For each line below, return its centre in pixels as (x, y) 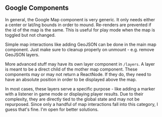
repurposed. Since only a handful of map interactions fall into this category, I (81, 104)
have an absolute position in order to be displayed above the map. (71, 79)
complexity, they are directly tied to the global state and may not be (72, 99)
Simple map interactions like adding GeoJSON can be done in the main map (81, 44)
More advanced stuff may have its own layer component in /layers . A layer (80, 64)
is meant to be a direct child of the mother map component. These (71, 69)
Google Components (37, 8)
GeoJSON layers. (22, 55)
